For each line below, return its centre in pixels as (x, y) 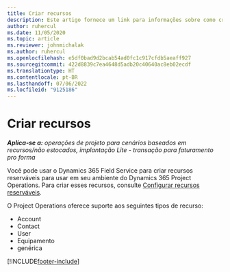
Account (29, 219)
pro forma (21, 158)
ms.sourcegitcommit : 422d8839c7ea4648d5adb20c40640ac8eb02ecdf (99, 64)
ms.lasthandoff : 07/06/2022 (47, 84)
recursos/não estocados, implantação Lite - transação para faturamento (110, 150)
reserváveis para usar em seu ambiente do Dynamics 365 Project (99, 178)
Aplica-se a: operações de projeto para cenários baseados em (97, 143)
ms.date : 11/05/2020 (37, 33)
